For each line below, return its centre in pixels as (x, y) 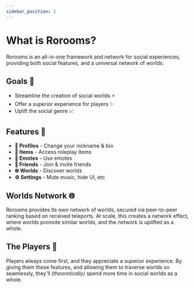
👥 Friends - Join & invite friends (53, 164)
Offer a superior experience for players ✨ (64, 104)
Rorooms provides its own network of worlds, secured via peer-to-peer (92, 210)
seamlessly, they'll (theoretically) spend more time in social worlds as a (92, 273)
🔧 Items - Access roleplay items (53, 152)
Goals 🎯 (20, 81)
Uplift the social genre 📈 (44, 111)
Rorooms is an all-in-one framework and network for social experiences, (93, 57)
